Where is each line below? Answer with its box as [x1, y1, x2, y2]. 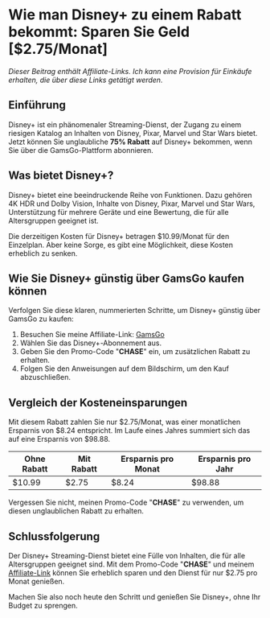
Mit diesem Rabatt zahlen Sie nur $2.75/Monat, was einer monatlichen [8, 417, 241, 427]
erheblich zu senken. [8, 248, 78, 258]
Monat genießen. [8, 577, 65, 586]
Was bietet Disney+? [8, 169, 114, 183]
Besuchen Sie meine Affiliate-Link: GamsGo [19, 330, 165, 340]
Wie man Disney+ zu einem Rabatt [8, 6, 242, 24]
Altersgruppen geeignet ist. [8, 216, 99, 225]
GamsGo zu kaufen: [8, 314, 74, 323]
